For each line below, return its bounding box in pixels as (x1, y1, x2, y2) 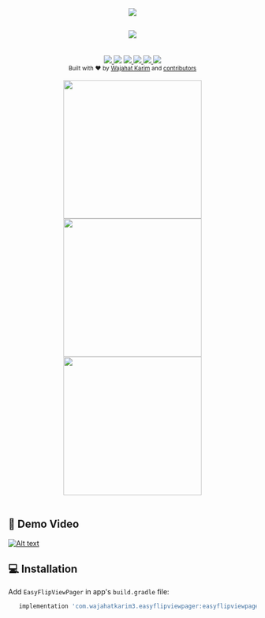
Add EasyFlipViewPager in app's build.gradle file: (8, 587, 170, 597)
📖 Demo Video (8, 518, 80, 531)
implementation (18, 602, 69, 611)
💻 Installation (8, 563, 78, 576)
